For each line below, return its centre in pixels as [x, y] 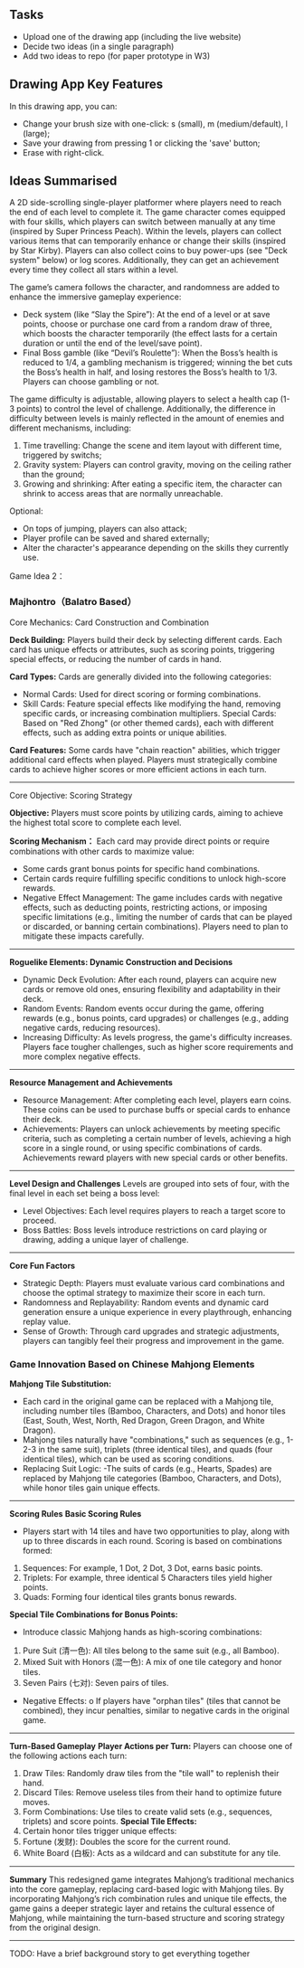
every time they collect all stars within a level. [94, 270]
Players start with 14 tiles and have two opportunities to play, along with [156, 1531]
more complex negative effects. [81, 1056]
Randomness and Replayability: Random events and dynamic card [145, 1302]
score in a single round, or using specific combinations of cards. [142, 1148]
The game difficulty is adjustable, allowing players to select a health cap [144, 399]
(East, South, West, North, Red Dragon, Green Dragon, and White [143, 1421]
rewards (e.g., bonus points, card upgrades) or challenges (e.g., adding [156, 1017]
